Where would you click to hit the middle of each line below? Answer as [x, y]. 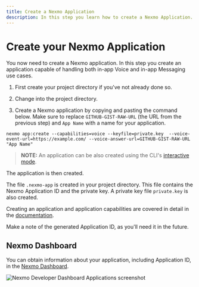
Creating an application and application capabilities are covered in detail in [98, 209]
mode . [29, 162]
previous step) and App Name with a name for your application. [90, 123]
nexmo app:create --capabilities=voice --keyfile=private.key [85, 134]
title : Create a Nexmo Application [50, 12]
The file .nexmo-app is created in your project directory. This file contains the [100, 185]
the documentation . [30, 216]
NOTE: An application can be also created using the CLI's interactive [105, 155]
